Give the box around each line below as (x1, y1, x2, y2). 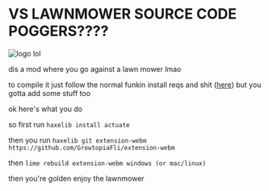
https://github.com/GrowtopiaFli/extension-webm (8, 143, 175, 152)
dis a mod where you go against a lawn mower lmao (8, 64, 182, 73)
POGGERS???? (8, 22, 109, 40)
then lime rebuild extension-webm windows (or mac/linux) (8, 158, 207, 168)
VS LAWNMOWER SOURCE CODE (8, 5, 237, 23)
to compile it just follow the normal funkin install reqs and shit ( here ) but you (8, 80, 262, 89)
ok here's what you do (8, 104, 83, 114)
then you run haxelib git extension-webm (8, 135, 147, 145)
